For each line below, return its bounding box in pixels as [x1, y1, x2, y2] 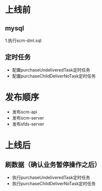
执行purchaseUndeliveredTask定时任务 [12, 174, 91, 180]
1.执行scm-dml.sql [5, 37, 42, 43]
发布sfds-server [12, 121, 45, 127]
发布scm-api [12, 109, 37, 115]
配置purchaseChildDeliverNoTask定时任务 [12, 73, 96, 79]
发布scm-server [12, 115, 44, 121]
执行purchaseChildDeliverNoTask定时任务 [12, 180, 96, 186]
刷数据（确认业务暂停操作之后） [5, 161, 101, 169]
